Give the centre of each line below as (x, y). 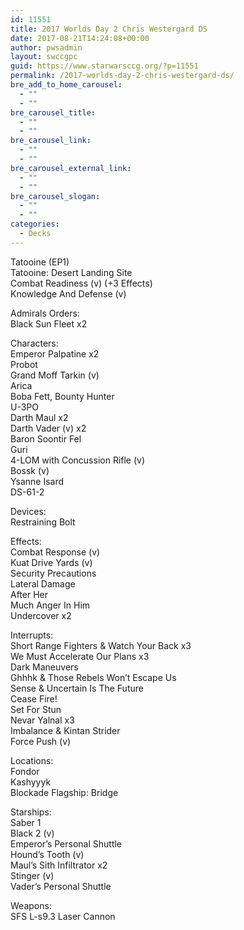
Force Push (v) (41, 741)
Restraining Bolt (43, 522)
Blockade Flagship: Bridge (64, 792)
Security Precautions (53, 573)
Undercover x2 (41, 615)
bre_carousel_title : (53, 112)
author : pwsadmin (46, 47)
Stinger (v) (32, 875)
